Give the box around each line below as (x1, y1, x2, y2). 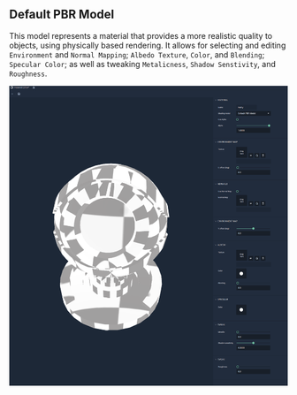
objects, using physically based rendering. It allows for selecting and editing (9, 40, 286, 50)
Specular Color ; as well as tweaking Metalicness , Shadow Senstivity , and (9, 58, 277, 69)
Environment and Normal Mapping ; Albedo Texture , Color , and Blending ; (9, 49, 265, 60)
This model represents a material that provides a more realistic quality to (9, 30, 272, 41)
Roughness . (9, 68, 48, 79)
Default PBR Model (9, 7, 115, 22)
